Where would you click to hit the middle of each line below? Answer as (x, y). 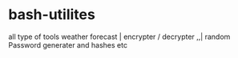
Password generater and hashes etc (68, 44)
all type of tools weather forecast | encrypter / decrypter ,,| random (119, 37)
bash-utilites (52, 15)
